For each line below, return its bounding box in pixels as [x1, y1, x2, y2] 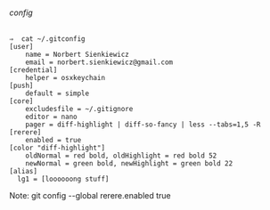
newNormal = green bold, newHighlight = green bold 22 [25, 159, 233, 168]
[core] [9, 97, 34, 106]
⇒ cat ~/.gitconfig [9, 35, 86, 44]
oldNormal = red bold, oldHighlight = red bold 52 [25, 151, 217, 160]
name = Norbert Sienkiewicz [25, 50, 129, 60]
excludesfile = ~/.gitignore [25, 105, 134, 114]
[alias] [9, 167, 38, 176]
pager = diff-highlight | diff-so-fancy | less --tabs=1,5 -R [25, 120, 261, 129]
